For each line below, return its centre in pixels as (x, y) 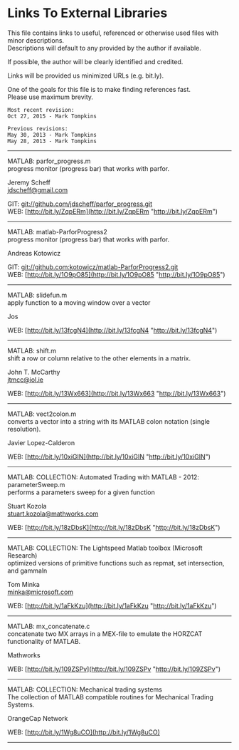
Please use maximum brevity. (51, 97)
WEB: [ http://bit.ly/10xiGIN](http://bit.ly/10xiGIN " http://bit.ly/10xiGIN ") (109, 457)
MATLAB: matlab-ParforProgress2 (58, 231)
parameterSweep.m (36, 484)
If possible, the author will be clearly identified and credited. (95, 61)
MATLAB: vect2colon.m (42, 414)
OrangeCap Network (38, 718)
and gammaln (27, 571)
